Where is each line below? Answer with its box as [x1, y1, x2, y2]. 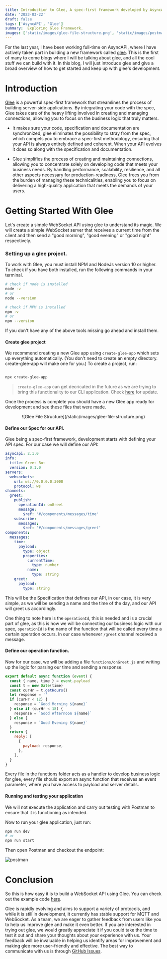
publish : [14, 498, 32, 503]
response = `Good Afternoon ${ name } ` [14, 711, 92, 716]
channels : [5, 488, 26, 493]
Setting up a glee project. [5, 250, 67, 257]
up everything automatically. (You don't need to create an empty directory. [5, 355, 158, 361]
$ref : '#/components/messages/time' [23, 511, 99, 517]
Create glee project [5, 339, 46, 345]
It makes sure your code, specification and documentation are [12, 125, 140, 131]
